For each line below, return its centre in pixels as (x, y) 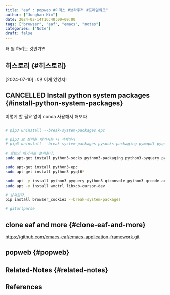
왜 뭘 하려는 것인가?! (25, 48)
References (24, 287)
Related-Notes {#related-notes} (57, 270)
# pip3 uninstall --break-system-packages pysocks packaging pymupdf (80, 144)
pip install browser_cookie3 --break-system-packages (63, 200)
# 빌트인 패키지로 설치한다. (30, 153)
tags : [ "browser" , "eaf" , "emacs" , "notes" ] (53, 24)
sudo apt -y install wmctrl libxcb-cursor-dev (55, 186)
